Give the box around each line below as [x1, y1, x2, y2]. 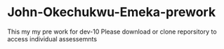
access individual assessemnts [7, 34, 97, 43]
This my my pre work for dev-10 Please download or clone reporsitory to [7, 27, 217, 36]
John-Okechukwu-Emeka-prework [7, 4, 216, 20]
